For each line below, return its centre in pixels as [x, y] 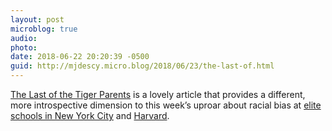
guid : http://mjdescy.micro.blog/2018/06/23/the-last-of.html [142, 66]
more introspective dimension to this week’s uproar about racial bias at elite [166, 105]
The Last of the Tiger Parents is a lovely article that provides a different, [158, 94]
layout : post [37, 19]
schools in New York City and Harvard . [90, 115]
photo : [24, 47]
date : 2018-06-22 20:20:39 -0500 [80, 57]
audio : [24, 38]
